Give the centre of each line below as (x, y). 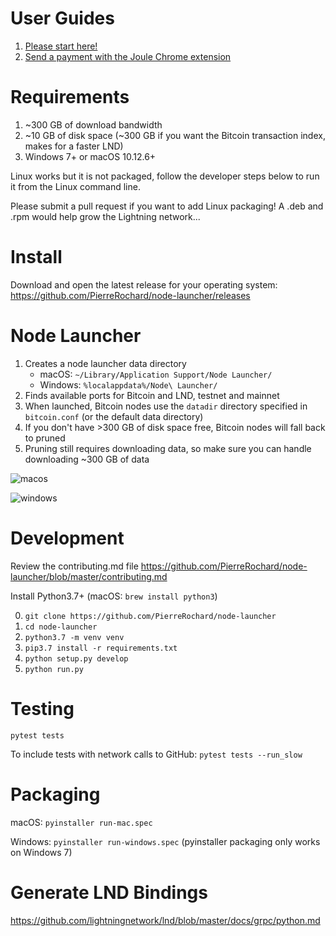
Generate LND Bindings (109, 892)
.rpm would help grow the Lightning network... (105, 216)
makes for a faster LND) (74, 146)
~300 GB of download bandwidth (93, 124)
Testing (42, 708)
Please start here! (61, 46)
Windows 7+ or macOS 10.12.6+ (90, 156)
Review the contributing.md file (74, 566)
